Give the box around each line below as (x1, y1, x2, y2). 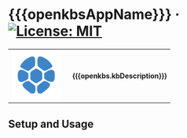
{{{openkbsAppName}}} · (8, 6, 180, 24)
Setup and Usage (8, 117, 94, 131)
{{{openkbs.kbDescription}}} (72, 71, 167, 80)
